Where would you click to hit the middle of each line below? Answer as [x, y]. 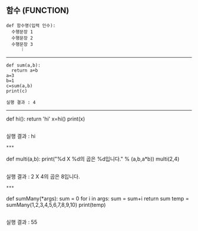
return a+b [25, 70]
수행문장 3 [22, 44]
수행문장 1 [22, 32]
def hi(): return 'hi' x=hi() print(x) [46, 119]
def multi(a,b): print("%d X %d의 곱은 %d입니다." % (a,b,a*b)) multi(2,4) [93, 159]
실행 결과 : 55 [22, 222]
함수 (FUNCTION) [38, 11]
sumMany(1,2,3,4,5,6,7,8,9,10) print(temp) [56, 205]
